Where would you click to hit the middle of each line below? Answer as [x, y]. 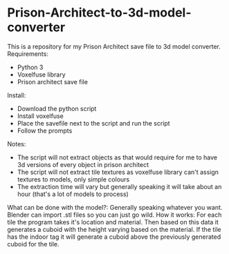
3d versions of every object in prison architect [83, 164]
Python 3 [30, 67]
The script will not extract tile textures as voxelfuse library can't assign [118, 172]
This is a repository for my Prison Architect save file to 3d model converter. [114, 46]
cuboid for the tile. [34, 244]
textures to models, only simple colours [73, 179]
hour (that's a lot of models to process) [73, 194]
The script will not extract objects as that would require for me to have [117, 157]
